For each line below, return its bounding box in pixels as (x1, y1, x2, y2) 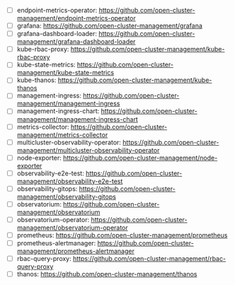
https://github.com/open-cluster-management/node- (62, 153, 218, 162)
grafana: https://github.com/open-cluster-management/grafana (16, 21, 203, 30)
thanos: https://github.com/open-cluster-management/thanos (16, 270, 197, 279)
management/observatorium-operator (16, 223, 128, 232)
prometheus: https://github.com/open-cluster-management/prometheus (16, 231, 228, 239)
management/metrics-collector (16, 130, 108, 139)
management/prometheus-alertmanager (16, 247, 135, 255)
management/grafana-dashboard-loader (16, 37, 136, 46)
